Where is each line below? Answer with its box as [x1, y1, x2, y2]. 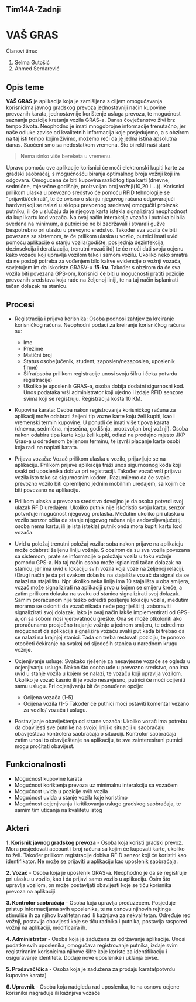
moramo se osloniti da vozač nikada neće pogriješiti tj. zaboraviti [14, 602, 171, 610]
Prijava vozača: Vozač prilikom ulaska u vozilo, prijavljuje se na [14, 455, 166, 462]
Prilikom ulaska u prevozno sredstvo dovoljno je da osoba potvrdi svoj [14, 497, 183, 505]
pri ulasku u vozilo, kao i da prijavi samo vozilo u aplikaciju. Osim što [6, 875, 171, 882]
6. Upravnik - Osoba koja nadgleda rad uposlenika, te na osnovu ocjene [6, 983, 180, 990]
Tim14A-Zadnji [6, 5, 61, 15]
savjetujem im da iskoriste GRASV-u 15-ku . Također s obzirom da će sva [6, 264, 181, 271]
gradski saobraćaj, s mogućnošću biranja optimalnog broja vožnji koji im [6, 170, 180, 178]
